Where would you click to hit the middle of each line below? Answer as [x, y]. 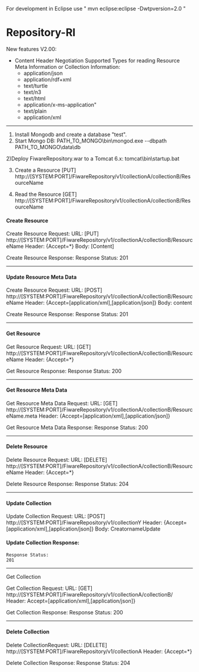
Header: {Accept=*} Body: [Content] [69, 247]
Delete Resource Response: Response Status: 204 [68, 484]
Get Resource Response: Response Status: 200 [64, 371]
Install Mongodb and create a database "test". [71, 134]
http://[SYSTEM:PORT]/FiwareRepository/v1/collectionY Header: [84, 523]
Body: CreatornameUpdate [128, 529]
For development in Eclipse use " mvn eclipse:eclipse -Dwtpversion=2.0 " [96, 9]
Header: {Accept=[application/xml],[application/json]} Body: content [108, 303]
